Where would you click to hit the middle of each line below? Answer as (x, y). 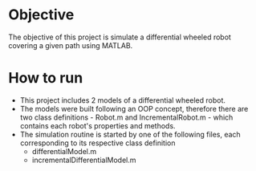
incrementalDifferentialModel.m (84, 160)
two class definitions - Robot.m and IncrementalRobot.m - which (126, 117)
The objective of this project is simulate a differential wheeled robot (120, 37)
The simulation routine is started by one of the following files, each (130, 134)
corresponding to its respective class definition (98, 143)
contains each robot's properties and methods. (98, 125)
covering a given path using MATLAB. (71, 45)
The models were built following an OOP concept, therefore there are (134, 108)
